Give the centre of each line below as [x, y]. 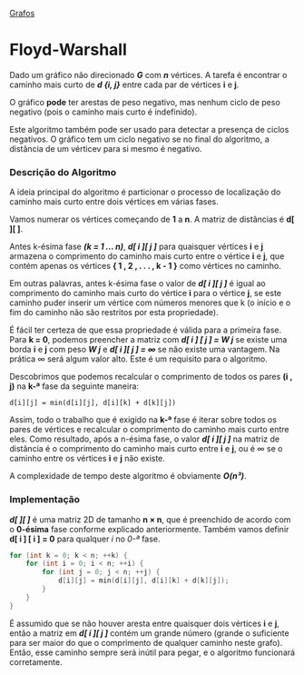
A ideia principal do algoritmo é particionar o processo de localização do [145, 192]
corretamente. [36, 661]
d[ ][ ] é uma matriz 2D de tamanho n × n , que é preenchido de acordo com [150, 519]
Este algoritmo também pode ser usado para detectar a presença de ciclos [149, 129]
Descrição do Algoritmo [63, 172]
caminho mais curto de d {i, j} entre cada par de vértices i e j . [124, 84]
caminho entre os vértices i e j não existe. [88, 459]
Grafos [22, 13]
